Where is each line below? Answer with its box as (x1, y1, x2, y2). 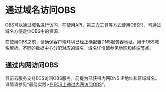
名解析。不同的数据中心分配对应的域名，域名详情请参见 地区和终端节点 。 (5, 45, 154, 51)
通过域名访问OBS (5, 4, 76, 16)
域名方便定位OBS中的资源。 (5, 28, 62, 34)
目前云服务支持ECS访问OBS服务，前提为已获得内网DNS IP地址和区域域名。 (5, 75, 160, 81)
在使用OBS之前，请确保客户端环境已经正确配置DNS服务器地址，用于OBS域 (5, 38, 160, 45)
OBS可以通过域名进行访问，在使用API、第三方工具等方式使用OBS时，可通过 (5, 22, 162, 28)
